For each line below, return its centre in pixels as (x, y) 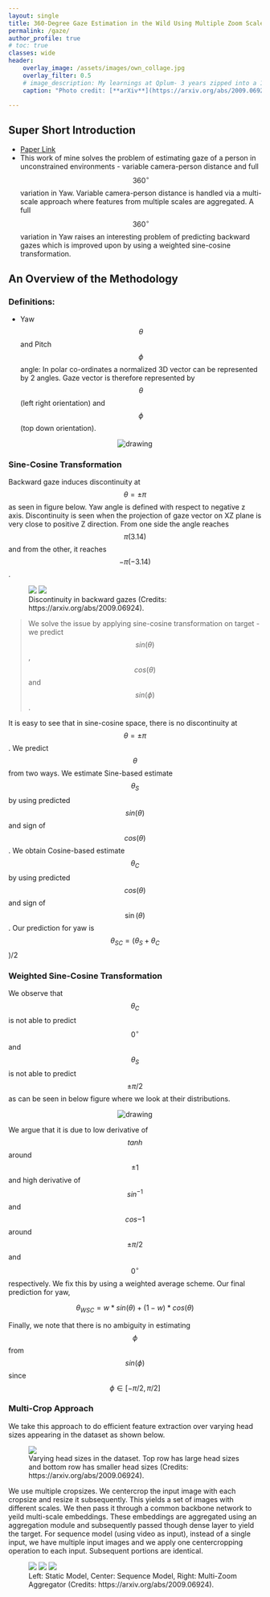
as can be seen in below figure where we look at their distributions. (119, 1099)
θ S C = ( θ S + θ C (135, 941)
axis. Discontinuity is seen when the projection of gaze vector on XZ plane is (135, 516)
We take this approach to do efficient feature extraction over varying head (131, 1426)
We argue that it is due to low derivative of (78, 1130)
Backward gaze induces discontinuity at (74, 482)
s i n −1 (135, 1194)
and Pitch (36, 344)
